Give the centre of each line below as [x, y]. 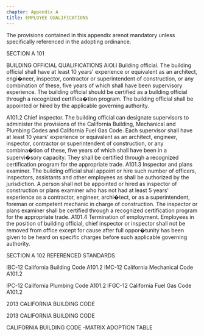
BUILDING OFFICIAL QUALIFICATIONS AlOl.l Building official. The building [99, 65]
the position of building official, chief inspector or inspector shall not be [96, 223]
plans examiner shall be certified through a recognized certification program [102, 210]
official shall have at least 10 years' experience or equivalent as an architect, [102, 71]
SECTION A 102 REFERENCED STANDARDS [61, 255]
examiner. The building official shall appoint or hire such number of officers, [101, 171]
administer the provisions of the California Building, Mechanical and [91, 124]
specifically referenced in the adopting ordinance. [69, 41]
